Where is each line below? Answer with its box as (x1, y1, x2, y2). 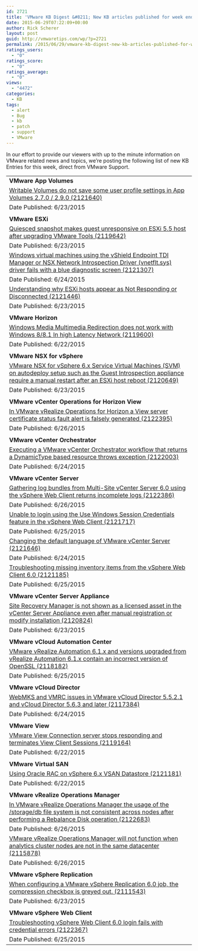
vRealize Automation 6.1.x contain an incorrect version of (9, 655, 168, 663)
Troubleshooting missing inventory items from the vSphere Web (9, 563, 186, 572)
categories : (6, 91, 35, 97)
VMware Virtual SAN (9, 760, 69, 768)
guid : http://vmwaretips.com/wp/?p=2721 (6, 36, 107, 42)
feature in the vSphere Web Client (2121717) (9, 517, 136, 526)
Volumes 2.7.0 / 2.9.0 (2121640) (9, 193, 103, 202)
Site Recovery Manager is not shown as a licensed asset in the (9, 602, 181, 610)
